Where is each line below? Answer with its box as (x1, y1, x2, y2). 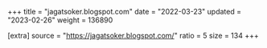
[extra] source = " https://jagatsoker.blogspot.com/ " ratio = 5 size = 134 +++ (7, 31, 259, 40)
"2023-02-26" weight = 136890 (7, 15, 113, 25)
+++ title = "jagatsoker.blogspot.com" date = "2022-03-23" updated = (7, 7, 242, 16)
